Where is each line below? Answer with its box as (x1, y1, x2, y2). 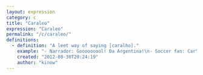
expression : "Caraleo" (6, 25, 63, 32)
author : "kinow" (17, 59, 59, 65)
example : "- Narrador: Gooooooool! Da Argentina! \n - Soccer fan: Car (17, 48, 196, 54)
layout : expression (6, 8, 56, 15)
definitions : (6, 37, 39, 43)
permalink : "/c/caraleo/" (6, 31, 71, 37)
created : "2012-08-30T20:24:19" (17, 54, 98, 60)
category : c (6, 15, 36, 21)
